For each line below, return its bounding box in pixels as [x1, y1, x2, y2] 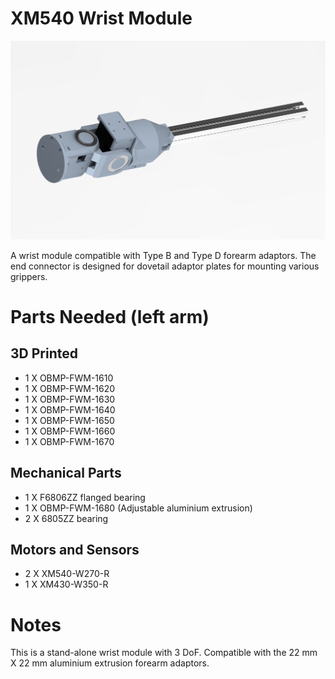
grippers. [10, 270, 48, 282]
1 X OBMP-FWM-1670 [24, 435, 115, 447]
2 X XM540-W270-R [24, 568, 110, 580]
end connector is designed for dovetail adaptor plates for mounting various [10, 260, 320, 272]
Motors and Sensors [10, 541, 140, 558]
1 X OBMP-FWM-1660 [24, 425, 116, 437]
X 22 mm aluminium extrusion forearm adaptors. [10, 657, 210, 669]
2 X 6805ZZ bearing [24, 512, 109, 524]
